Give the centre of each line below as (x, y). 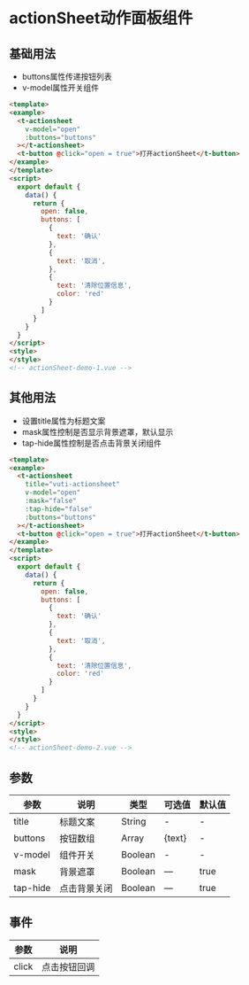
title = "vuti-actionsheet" (73, 485)
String (133, 822)
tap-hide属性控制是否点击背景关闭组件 (91, 443)
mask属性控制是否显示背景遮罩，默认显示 (98, 431)
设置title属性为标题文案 (64, 421)
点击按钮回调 (68, 966)
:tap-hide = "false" (59, 509)
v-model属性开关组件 (60, 88)
